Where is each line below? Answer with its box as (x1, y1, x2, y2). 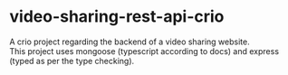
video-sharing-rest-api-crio (9, 6, 225, 27)
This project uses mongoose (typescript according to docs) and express (9, 45, 279, 56)
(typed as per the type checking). (9, 55, 135, 66)
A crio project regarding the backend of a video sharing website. (9, 36, 251, 47)
